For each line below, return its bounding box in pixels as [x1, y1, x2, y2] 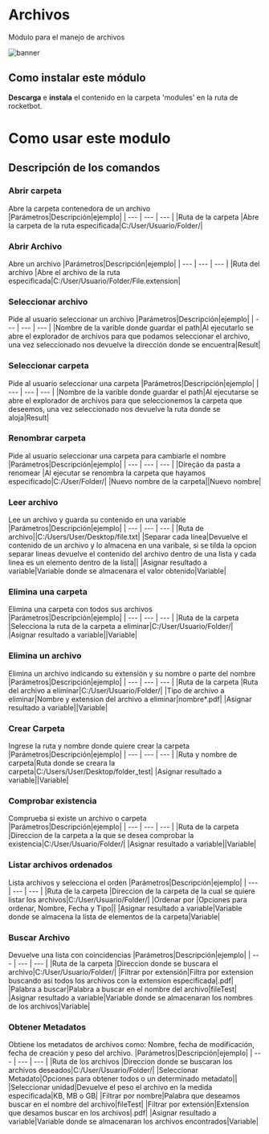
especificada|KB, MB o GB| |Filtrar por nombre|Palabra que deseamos [8, 1091, 241, 1101]
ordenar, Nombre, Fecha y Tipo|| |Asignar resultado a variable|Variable [8, 903, 243, 913]
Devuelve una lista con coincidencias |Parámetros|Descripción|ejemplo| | [8, 950, 251, 959]
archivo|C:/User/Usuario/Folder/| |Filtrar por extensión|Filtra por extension [8, 967, 255, 976]
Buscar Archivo [8, 931, 71, 943]
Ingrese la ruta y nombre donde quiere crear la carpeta [8, 742, 190, 750]
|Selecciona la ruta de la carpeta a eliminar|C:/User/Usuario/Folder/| [8, 622, 234, 631]
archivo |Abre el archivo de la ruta [8, 267, 120, 277]
